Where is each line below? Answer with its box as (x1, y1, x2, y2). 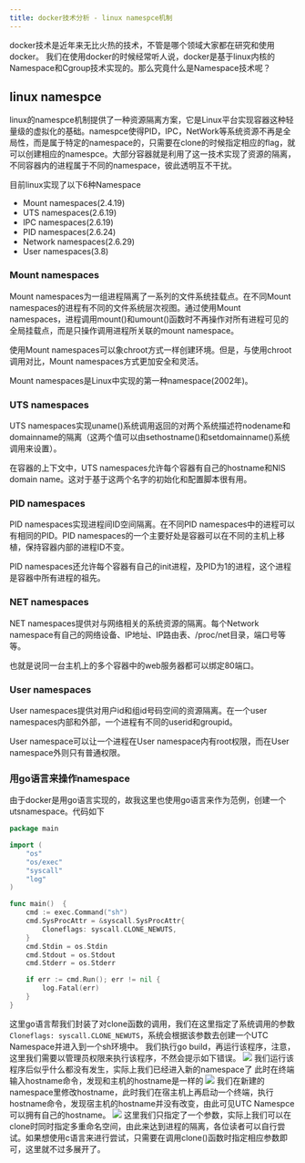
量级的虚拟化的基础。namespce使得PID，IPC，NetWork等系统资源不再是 (9, 126, 284, 137)
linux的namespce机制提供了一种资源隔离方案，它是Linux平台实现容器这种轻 (9, 115, 294, 126)
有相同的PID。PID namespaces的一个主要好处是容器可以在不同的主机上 (9, 530, 278, 541)
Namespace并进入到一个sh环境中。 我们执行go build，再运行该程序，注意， (9, 1041, 296, 1052)
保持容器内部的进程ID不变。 (25, 541, 129, 552)
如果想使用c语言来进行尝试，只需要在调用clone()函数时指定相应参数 (25, 1132, 280, 1143)
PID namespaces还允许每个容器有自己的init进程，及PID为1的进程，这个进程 (9, 561, 291, 572)
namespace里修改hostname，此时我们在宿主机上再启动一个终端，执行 (9, 1086, 274, 1097)
